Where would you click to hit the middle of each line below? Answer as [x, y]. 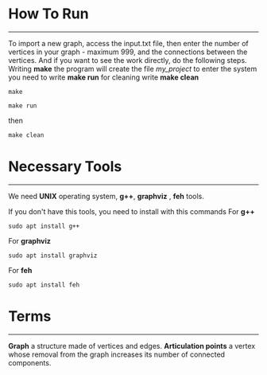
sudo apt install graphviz [53, 256]
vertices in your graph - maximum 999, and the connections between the [128, 52]
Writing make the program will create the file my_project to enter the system [133, 68]
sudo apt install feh [44, 285]
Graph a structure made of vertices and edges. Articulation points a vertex [132, 346]
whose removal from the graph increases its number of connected [116, 354]
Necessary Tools [65, 167]
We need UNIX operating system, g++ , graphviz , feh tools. [106, 196]
